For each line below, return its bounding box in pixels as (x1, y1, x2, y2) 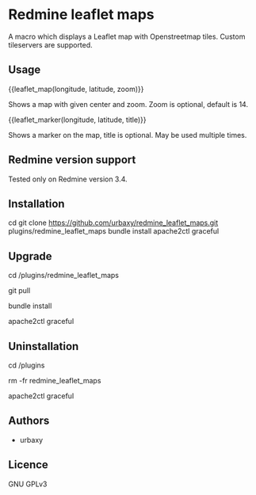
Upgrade (8, 249, 53, 263)
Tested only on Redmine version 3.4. (8, 174, 128, 184)
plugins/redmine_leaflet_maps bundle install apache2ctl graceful (8, 227, 220, 236)
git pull (8, 286, 31, 295)
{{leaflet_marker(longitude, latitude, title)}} (8, 115, 147, 124)
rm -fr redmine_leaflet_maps (8, 376, 101, 385)
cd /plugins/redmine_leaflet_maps (8, 271, 120, 280)
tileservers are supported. (8, 40, 93, 49)
